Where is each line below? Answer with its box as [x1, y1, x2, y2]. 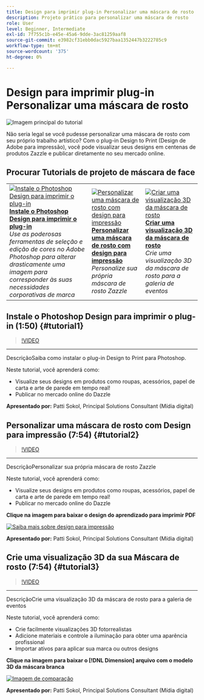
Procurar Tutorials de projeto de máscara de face [6, 167, 195, 177]
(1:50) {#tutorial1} [15, 321, 84, 331]
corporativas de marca [9, 291, 75, 299]
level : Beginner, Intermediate [6, 25, 86, 32]
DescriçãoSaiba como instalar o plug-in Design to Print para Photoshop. [6, 355, 186, 362]
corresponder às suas [9, 276, 73, 284]
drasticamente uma [9, 260, 66, 269]
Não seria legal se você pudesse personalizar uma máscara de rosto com [6, 130, 190, 137]
